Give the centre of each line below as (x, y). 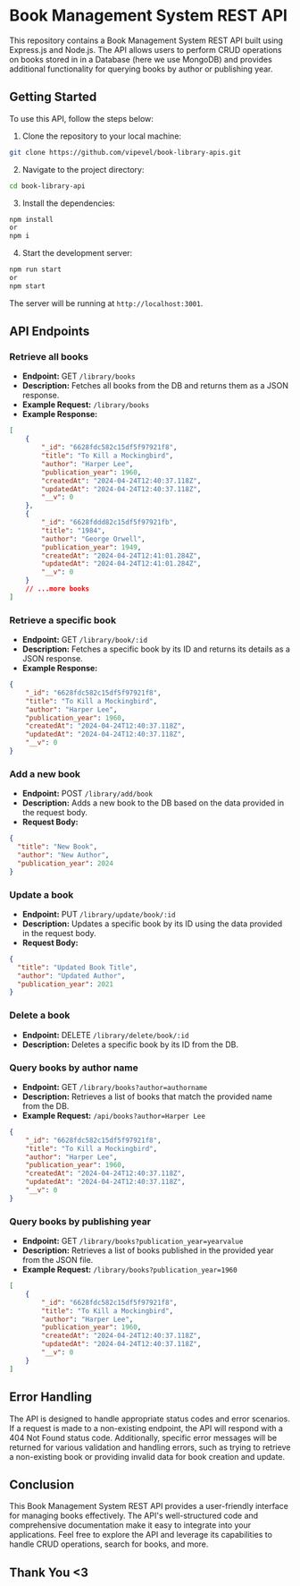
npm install (31, 219)
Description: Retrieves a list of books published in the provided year (148, 1250)
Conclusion (42, 1484)
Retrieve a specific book (63, 620)
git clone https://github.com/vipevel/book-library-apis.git (125, 152)
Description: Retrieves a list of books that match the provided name (147, 1096)
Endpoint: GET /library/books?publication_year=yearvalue (133, 1241)
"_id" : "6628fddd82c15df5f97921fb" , (109, 523)
